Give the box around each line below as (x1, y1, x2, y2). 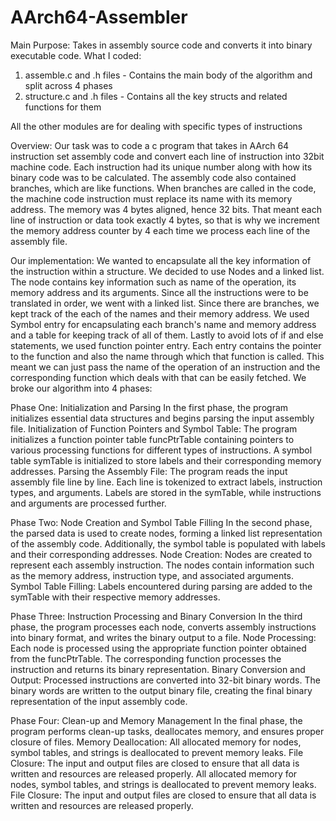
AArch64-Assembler (10, 6, 188, 29)
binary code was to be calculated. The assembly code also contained (10, 171, 297, 183)
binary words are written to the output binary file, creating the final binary (10, 684, 313, 696)
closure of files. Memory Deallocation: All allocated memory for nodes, (10, 736, 302, 748)
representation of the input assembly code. (10, 695, 188, 707)
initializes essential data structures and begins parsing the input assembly (10, 412, 315, 424)
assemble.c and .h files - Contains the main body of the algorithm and (24, 69, 313, 81)
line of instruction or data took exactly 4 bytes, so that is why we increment (10, 214, 320, 226)
